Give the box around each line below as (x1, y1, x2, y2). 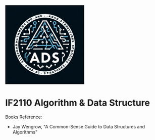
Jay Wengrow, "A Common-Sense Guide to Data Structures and (12, 123, 145, 129)
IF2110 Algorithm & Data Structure (5, 97, 150, 109)
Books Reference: (5, 114, 42, 120)
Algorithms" (12, 129, 38, 135)
